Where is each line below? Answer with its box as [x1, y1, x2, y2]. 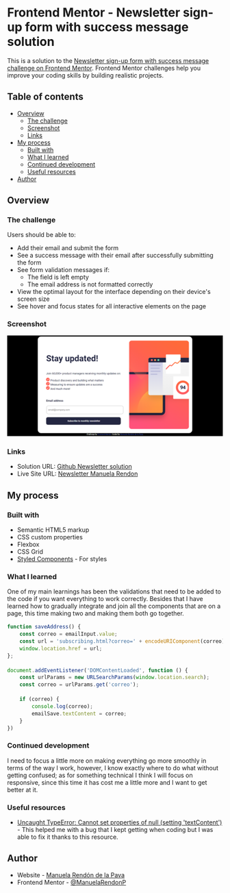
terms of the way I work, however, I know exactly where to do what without [7, 763, 219, 772]
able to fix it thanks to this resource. [16, 833, 118, 841]
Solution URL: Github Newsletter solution [16, 463, 132, 471]
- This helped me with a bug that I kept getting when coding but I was [16, 826, 214, 833]
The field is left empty [27, 273, 89, 282]
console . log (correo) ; [31, 702, 94, 710]
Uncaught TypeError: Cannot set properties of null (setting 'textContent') [16, 818, 222, 827]
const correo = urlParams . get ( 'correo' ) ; [19, 681, 139, 688]
